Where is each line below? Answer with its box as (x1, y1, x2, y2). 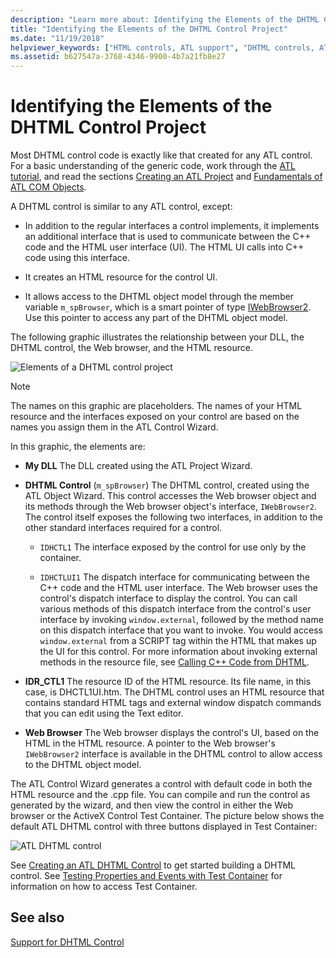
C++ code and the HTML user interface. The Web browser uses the (39, 582, 318, 594)
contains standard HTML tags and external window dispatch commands (24, 697, 322, 709)
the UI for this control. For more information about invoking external (39, 646, 318, 658)
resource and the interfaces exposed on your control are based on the (10, 411, 300, 423)
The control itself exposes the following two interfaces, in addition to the (24, 511, 323, 523)
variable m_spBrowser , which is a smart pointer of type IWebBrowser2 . (24, 301, 312, 313)
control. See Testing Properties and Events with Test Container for (10, 870, 283, 882)
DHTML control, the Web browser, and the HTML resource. (10, 342, 253, 354)
